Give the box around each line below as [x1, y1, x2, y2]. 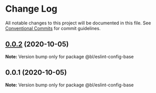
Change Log [5, 3, 57, 15]
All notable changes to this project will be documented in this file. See [5, 20, 151, 26]
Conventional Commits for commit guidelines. [5, 25, 101, 31]
